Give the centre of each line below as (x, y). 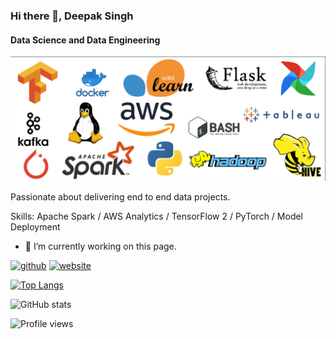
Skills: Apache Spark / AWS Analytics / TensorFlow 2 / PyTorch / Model (157, 216)
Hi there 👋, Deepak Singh (72, 16)
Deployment (35, 226)
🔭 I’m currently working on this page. (100, 246)
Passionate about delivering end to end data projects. (120, 196)
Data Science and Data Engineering (85, 40)
